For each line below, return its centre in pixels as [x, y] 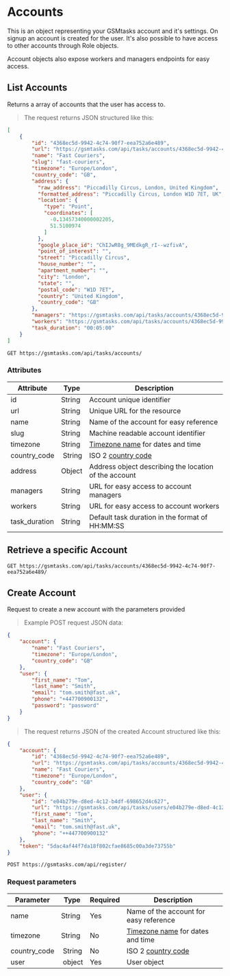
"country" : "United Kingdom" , [81, 296]
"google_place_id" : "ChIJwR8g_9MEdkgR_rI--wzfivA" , [113, 245]
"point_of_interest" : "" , [74, 251]
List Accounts [37, 88]
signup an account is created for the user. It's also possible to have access [112, 38]
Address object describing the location [151, 466]
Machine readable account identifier [147, 433]
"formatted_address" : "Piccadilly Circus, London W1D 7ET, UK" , [131, 194]
